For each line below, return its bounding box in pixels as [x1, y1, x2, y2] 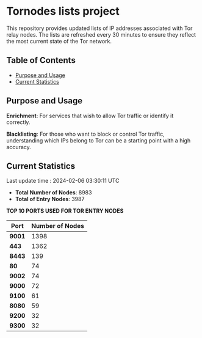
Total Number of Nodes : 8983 [15, 189, 92, 196]
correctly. [6, 118, 31, 126]
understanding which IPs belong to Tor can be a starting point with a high [6, 136, 191, 144]
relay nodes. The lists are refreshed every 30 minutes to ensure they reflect [6, 31, 197, 38]
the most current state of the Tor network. [6, 37, 112, 45]
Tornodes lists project [6, 4, 120, 18]
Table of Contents [6, 55, 76, 65]
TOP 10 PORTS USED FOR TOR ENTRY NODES [6, 207, 124, 215]
